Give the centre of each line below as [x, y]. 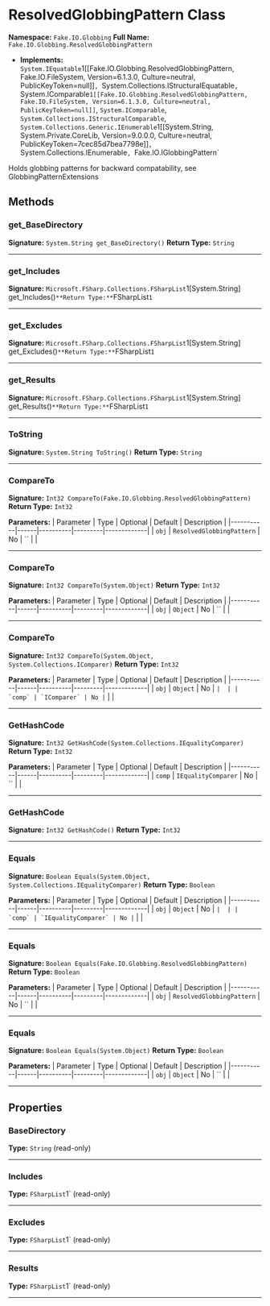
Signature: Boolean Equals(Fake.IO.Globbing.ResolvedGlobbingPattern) [128, 963]
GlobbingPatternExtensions [53, 176]
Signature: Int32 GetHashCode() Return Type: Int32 [94, 830]
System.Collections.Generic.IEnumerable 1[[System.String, [117, 126]
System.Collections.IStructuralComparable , [93, 118]
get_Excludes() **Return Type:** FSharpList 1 [82, 351]
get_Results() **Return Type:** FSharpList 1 [78, 406]
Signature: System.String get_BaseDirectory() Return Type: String [121, 243]
